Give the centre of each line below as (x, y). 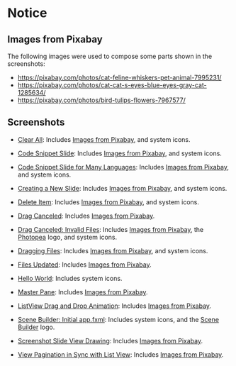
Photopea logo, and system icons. (67, 237)
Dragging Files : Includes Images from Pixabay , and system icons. (113, 250)
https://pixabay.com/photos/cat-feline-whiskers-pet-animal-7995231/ (119, 77)
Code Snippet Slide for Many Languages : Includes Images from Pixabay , (123, 167)
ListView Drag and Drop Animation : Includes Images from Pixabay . (114, 306)
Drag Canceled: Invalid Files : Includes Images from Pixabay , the (111, 229)
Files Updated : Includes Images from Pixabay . (84, 265)
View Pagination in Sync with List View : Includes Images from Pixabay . (120, 354)
